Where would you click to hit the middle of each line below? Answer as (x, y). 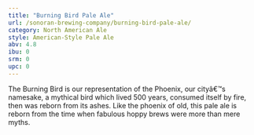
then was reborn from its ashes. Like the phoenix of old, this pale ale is (123, 105)
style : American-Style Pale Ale (61, 37)
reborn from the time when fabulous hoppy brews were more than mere (124, 114)
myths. (19, 122)
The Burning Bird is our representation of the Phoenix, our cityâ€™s (117, 89)
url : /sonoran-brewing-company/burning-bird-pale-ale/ (100, 23)
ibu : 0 (19, 52)
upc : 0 (19, 67)
